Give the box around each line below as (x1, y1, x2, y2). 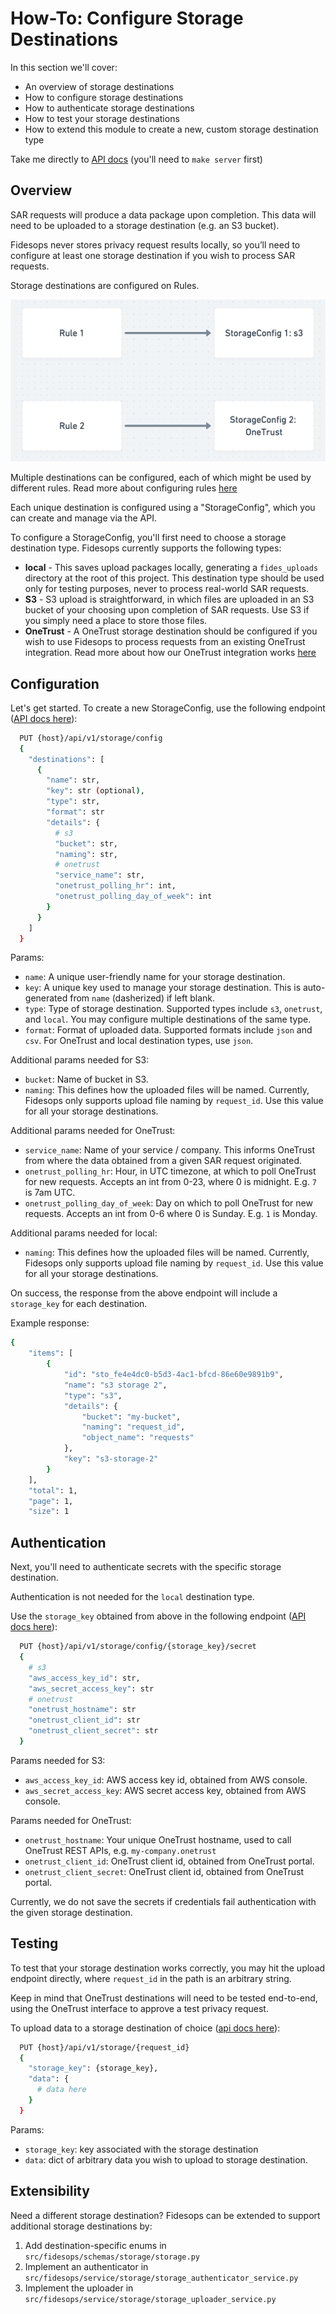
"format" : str (46, 807, 105, 817)
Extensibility (10, 2183, 90, 2200)
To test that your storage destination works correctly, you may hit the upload (10, 1962, 326, 1974)
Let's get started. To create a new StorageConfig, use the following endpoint (10, 702, 326, 714)
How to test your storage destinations (24, 112, 180, 124)
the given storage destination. (10, 1906, 133, 1918)
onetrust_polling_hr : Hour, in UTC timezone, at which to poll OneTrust (24, 1165, 317, 1177)
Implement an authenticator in (24, 2260, 149, 2272)
